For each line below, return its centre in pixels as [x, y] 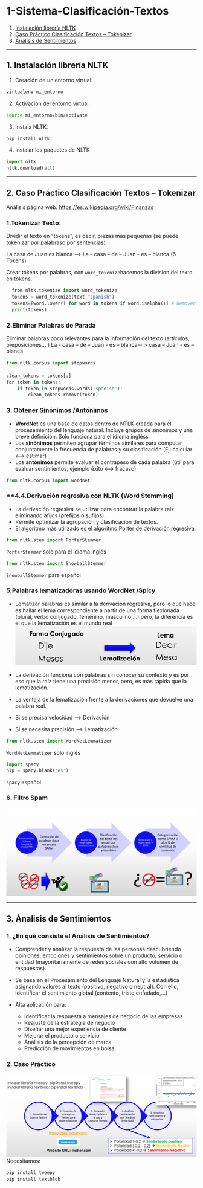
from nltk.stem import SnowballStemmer [56, 563]
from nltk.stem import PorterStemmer [54, 540]
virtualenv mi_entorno [35, 92]
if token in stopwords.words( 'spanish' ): [70, 389]
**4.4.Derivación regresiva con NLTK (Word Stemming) [90, 496]
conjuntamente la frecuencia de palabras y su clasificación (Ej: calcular [104, 449]
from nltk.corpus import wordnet [48, 480]
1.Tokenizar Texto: [34, 223]
